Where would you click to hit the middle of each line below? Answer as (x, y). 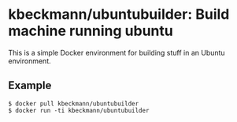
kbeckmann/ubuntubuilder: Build (119, 14)
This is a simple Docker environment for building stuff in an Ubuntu (117, 52)
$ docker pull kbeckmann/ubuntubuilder (74, 103)
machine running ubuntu (91, 31)
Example (30, 86)
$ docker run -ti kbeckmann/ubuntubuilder (79, 110)
